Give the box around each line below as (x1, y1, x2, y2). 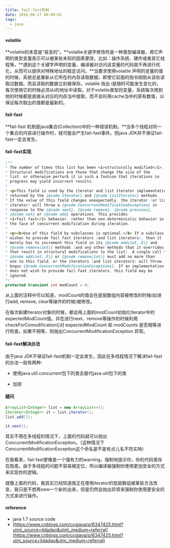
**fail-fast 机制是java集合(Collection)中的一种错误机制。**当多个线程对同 (5, 123, 157, 130)
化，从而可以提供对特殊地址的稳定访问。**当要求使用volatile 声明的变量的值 (5, 68, 163, 74)
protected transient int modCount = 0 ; (5, 282, 90, 287)
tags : (5, 17, 17, 22)
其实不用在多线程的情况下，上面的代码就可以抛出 (5, 433, 107, 439)
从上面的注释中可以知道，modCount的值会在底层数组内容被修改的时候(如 (5, 292, 158, 299)
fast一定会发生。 (5, 136, 40, 142)
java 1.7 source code (12, 516, 56, 522)
